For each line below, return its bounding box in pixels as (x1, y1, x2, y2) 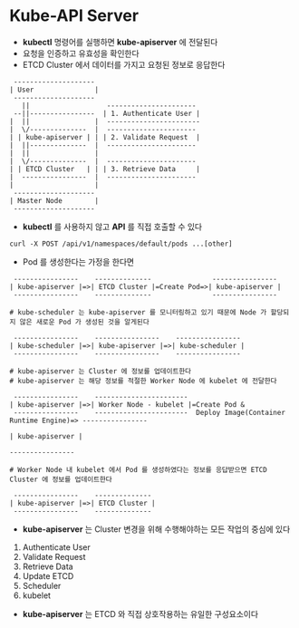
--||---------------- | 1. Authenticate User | (13, 109, 201, 118)
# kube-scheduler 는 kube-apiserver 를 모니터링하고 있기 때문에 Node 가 (9, 307, 267, 317)
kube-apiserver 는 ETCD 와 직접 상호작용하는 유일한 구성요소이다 (22, 608, 259, 619)
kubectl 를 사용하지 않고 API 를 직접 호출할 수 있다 (22, 221, 202, 232)
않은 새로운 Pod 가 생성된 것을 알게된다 (19, 317, 149, 326)
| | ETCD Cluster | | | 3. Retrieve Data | (9, 164, 201, 173)
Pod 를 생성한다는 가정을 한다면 (22, 256, 134, 267)
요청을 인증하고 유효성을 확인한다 (22, 47, 140, 59)
